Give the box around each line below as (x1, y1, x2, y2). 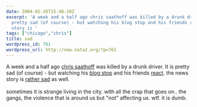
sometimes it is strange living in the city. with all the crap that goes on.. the (6, 88, 186, 95)
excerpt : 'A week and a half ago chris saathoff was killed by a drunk (6, 14, 185, 20)
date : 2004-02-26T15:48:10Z (6, 8, 75, 15)
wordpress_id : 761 (6, 42, 51, 48)
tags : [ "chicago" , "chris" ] (6, 31, 72, 36)
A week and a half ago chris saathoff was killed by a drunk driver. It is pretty (6, 63, 190, 70)
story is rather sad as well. (6, 75, 70, 82)
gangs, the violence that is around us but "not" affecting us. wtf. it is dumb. (6, 94, 187, 101)
